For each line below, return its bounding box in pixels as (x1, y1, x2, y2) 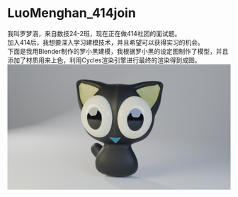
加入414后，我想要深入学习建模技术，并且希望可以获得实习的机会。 (7, 38, 204, 47)
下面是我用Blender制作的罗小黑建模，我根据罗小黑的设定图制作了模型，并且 (7, 47, 229, 55)
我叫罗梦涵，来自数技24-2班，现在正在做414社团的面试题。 (7, 29, 181, 38)
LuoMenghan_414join (7, 5, 136, 21)
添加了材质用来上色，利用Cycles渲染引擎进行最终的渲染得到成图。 (7, 55, 201, 64)
